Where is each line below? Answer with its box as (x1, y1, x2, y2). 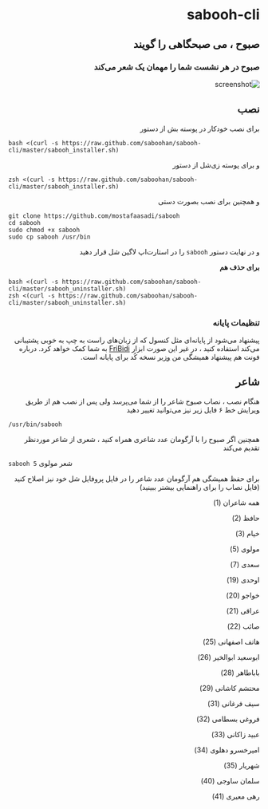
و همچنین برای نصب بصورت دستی (158, 196, 260, 206)
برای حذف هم (219, 262, 260, 272)
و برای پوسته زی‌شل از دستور (172, 160, 260, 169)
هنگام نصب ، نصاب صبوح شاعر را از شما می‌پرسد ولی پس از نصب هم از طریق (25, 397, 260, 406)
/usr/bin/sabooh (8, 420, 62, 428)
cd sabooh (8, 219, 41, 227)
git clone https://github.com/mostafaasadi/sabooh (8, 211, 180, 220)
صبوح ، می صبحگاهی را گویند (132, 37, 260, 51)
